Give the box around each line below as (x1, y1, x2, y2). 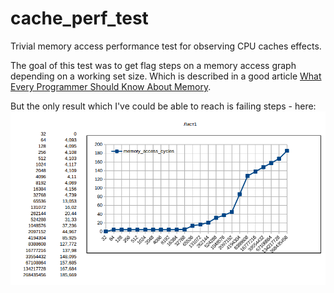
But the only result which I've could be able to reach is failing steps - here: (10, 100, 317, 112)
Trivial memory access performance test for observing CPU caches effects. (10, 40, 322, 52)
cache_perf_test (10, 7, 149, 30)
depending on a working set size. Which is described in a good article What (10, 70, 322, 82)
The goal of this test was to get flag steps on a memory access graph (10, 59, 297, 71)
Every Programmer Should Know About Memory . (10, 80, 212, 92)
